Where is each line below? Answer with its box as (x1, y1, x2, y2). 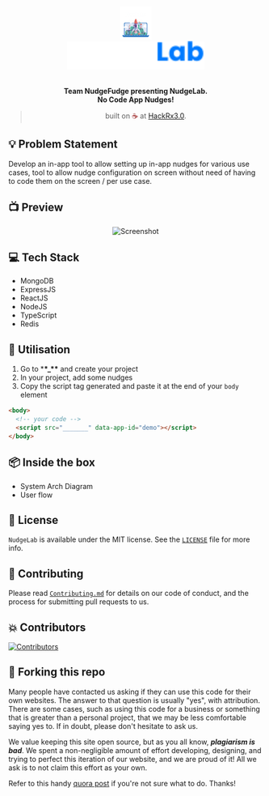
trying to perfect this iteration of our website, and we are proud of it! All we (8, 754, 257, 764)
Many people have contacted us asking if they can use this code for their (8, 687, 251, 696)
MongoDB (19, 276, 54, 286)
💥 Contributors (8, 620, 86, 634)
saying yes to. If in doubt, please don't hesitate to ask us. (8, 721, 199, 730)
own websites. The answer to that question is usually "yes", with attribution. (8, 695, 261, 705)
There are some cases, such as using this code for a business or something (8, 704, 261, 713)
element (19, 390, 48, 400)
